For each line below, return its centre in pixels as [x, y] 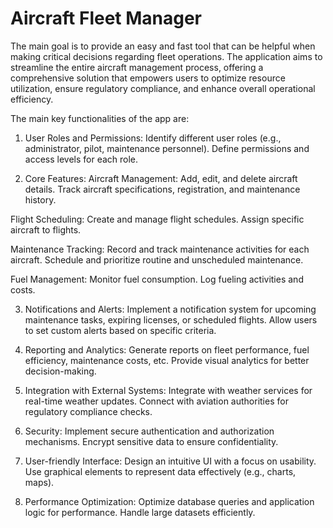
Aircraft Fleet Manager [106, 18]
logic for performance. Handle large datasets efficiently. [140, 512]
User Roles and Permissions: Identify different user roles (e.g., [153, 138]
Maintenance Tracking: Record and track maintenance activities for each [160, 249]
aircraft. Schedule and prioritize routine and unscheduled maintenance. [157, 259]
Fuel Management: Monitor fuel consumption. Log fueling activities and [157, 279]
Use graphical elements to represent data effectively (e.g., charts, [160, 471]
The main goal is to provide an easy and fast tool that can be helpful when [163, 46]
